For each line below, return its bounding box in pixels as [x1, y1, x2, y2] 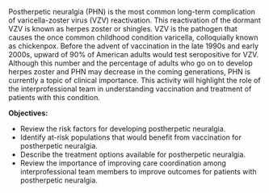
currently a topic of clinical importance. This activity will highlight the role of [8, 76, 261, 85]
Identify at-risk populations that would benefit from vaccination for [19, 132, 242, 142]
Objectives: [8, 108, 48, 118]
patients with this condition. [8, 93, 101, 102]
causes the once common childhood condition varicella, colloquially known [8, 32, 258, 42]
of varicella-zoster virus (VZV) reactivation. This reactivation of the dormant [8, 15, 261, 25]
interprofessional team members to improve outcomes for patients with [19, 167, 257, 176]
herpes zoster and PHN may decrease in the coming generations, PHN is [8, 67, 251, 76]
